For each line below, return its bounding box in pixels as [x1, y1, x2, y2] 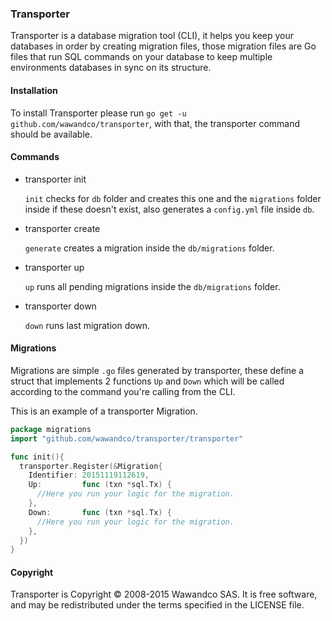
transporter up [24, 261, 85, 273]
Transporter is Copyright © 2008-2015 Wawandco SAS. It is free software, [10, 588, 318, 601]
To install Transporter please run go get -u [10, 107, 187, 119]
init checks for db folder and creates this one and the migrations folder [24, 192, 322, 204]
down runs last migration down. [24, 319, 151, 331]
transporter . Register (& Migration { [19, 461, 163, 471]
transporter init [24, 173, 87, 185]
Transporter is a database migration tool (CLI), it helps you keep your [10, 30, 295, 42]
